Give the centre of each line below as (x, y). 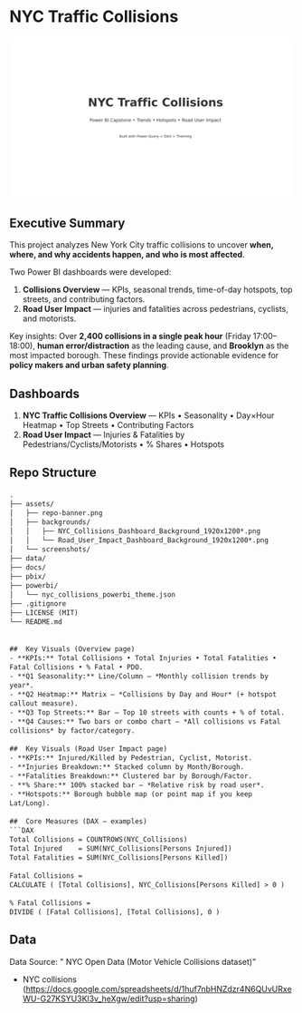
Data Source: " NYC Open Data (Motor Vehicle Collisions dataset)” (132, 961)
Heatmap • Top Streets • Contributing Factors (108, 425)
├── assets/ (32, 504)
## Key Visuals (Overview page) (72, 649)
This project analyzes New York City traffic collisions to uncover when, (142, 245)
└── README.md (36, 622)
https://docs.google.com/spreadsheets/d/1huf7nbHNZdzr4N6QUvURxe (159, 989)
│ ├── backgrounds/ (50, 522)
